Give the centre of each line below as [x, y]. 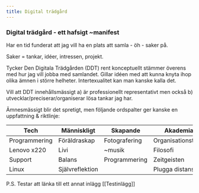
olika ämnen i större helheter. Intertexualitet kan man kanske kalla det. [91, 80]
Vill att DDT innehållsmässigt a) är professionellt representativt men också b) [99, 91]
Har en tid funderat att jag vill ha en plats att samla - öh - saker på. [87, 45]
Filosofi [163, 150]
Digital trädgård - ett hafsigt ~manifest [63, 32]
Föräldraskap [77, 140]
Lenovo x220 [28, 150]
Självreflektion [78, 169]
